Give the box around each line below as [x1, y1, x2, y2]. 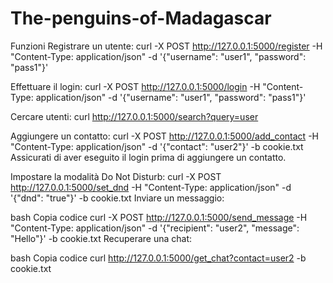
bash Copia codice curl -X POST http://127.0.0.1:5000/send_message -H [10, 211, 308, 223]
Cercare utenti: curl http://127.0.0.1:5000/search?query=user [10, 110, 259, 122]
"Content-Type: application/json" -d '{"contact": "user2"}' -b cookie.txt [10, 140, 304, 152]
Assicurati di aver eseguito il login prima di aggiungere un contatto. [10, 151, 287, 163]
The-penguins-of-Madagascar [10, 7, 272, 30]
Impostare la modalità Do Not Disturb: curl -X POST [10, 170, 222, 182]
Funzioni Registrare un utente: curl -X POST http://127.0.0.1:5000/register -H [10, 40, 323, 52]
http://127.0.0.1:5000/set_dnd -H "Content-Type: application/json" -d [10, 181, 292, 193]
